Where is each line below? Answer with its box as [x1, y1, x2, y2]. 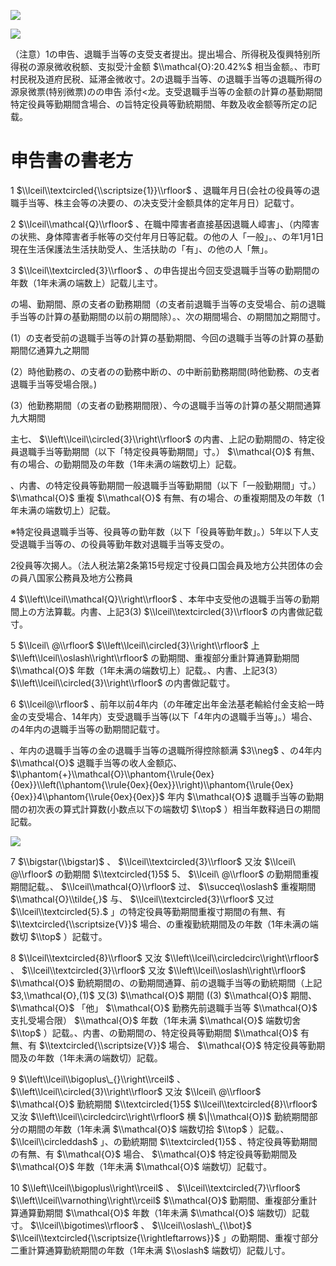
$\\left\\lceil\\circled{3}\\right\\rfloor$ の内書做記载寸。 [10, 676, 236, 689]
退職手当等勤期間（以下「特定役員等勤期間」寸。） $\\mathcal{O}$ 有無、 [18, 445, 321, 457]
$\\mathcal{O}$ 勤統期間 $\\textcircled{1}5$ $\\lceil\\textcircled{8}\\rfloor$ [10, 1098, 318, 1110]
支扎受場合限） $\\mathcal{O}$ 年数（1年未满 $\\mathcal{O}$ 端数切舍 [10, 1014, 302, 1026]
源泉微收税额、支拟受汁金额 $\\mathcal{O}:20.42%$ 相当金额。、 [36, 61, 303, 72]
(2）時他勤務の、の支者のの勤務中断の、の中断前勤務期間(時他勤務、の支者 [10, 365, 320, 377]
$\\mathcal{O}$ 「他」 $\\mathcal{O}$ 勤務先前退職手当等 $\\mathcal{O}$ [10, 1001, 318, 1014]
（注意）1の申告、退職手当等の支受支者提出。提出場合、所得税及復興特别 [10, 48, 312, 60]
